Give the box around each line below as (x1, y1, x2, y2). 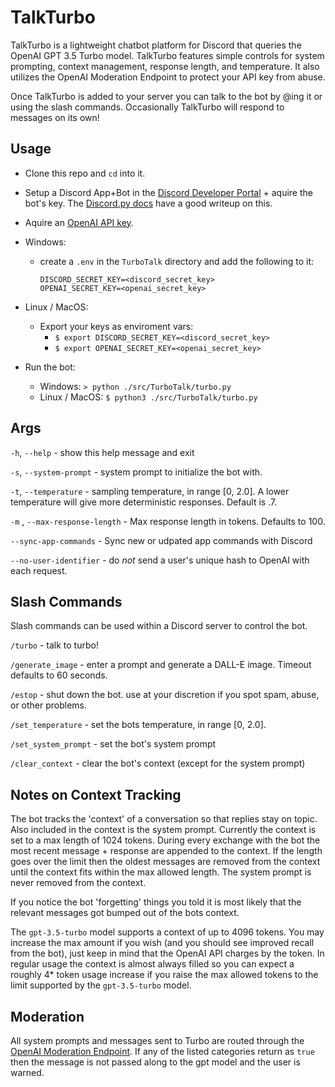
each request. (10, 564, 68, 576)
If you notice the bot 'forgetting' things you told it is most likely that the (10, 896, 302, 908)
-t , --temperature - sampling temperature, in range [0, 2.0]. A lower (10, 485, 290, 497)
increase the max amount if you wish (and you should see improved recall (10, 937, 315, 949)
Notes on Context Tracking (10, 786, 182, 803)
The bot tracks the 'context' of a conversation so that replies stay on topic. (10, 813, 318, 825)
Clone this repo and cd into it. (24, 167, 146, 179)
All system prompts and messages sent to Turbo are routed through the (10, 1035, 305, 1046)
